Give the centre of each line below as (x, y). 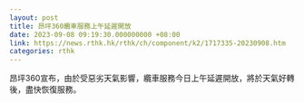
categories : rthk (42, 51)
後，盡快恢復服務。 (45, 89)
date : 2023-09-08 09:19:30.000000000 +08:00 (95, 34)
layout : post (34, 18)
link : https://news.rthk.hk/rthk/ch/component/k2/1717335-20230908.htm (147, 43)
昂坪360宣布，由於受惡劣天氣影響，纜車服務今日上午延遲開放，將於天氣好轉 (152, 79)
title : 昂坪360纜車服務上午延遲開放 (70, 26)
